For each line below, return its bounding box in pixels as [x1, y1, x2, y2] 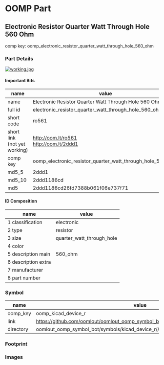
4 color [7, 243, 24, 250]
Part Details [5, 55, 33, 62]
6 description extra [7, 258, 51, 265]
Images [5, 353, 23, 360]
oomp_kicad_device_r [36, 310, 86, 317]
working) [7, 146, 28, 153]
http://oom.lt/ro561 [32, 134, 77, 141]
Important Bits [5, 77, 35, 83]
